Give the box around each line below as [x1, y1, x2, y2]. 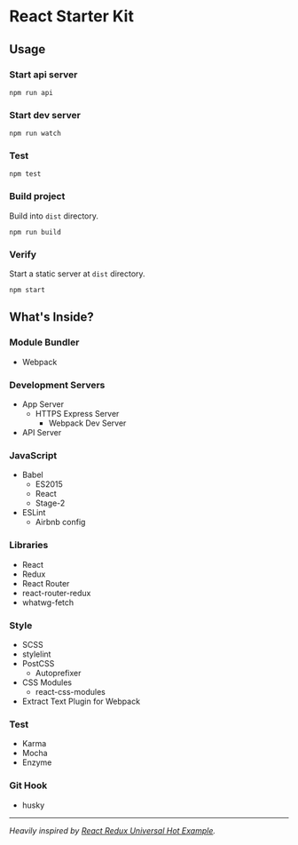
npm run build [9, 227, 62, 236]
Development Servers [9, 379, 106, 391]
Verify [9, 248, 37, 260]
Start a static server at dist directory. [9, 268, 145, 279]
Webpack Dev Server [48, 418, 127, 428]
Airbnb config [35, 517, 86, 528]
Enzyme [21, 757, 52, 768]
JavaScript [9, 449, 58, 461]
